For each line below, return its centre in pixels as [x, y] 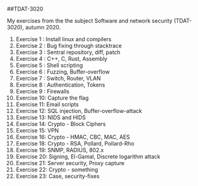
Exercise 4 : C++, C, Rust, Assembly [62, 59]
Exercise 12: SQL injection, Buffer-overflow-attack [79, 111]
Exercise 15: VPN [37, 130]
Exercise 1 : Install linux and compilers [64, 39]
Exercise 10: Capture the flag [52, 98]
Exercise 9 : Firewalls [43, 91]
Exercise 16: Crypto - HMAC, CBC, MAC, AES [73, 137]
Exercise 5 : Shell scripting [49, 65]
